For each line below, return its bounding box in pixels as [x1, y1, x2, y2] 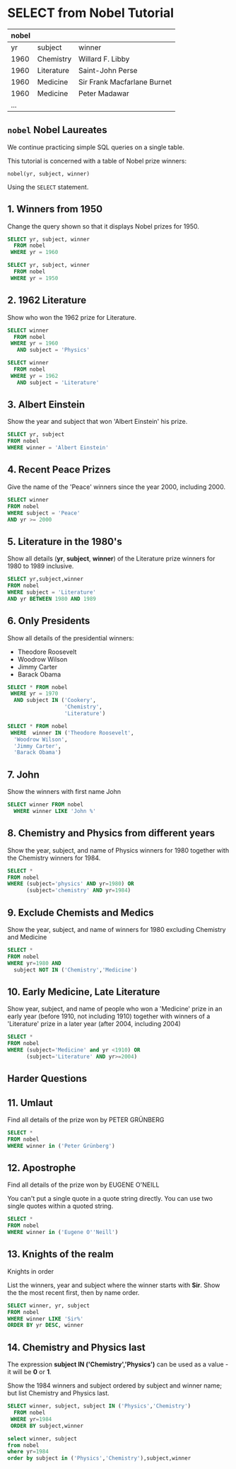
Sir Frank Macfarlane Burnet [78, 76, 172, 86]
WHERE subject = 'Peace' [7, 509, 81, 517]
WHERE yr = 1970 [10, 690, 59, 698]
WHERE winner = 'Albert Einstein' [7, 444, 110, 451]
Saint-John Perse [78, 65, 138, 75]
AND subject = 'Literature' [16, 379, 100, 386]
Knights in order [7, 1267, 54, 1275]
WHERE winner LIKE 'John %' [13, 807, 97, 814]
